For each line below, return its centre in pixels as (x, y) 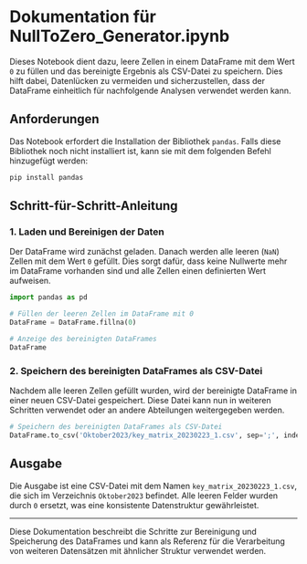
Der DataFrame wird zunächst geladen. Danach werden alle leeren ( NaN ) (145, 252)
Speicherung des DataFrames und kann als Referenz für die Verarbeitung (148, 541)
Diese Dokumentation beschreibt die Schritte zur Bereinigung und (133, 531)
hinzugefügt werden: (49, 161)
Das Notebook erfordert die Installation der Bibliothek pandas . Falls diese (145, 141)
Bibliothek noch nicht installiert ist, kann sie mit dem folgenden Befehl (140, 151)
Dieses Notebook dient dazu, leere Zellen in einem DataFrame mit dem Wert (152, 61)
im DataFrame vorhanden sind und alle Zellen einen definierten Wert (138, 271)
